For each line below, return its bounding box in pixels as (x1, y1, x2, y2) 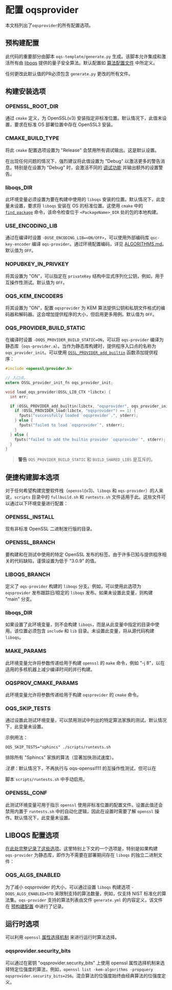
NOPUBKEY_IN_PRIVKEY (5, 260, 69, 268)
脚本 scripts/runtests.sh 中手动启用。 (5, 776, 88, 782)
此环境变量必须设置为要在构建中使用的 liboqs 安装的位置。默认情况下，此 (5, 196, 161, 202)
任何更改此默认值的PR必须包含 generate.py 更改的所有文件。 (5, 70, 133, 77)
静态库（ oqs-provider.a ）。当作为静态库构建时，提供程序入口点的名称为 (5, 343, 157, 349)
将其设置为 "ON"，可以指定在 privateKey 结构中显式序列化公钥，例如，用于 (5, 273, 164, 279)
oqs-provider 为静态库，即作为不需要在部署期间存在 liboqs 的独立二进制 (5, 852, 158, 858)
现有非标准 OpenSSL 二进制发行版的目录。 (5, 526, 95, 532)
